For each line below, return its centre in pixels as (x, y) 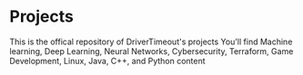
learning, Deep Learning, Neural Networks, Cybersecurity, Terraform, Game (151, 51)
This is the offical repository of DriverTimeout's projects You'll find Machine (151, 42)
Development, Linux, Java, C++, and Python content (108, 61)
